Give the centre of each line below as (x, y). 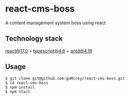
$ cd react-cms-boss (27, 83)
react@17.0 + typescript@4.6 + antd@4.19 (49, 51)
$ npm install (20, 87)
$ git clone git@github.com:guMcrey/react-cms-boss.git (65, 78)
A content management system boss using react (55, 23)
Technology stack (34, 39)
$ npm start (18, 91)
